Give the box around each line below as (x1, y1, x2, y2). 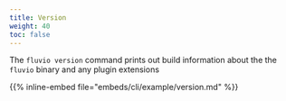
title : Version (9, 13, 67, 23)
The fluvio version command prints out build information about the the (9, 55, 278, 66)
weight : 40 (9, 22, 51, 31)
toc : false (9, 30, 51, 39)
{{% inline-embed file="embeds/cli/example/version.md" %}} (9, 82, 239, 93)
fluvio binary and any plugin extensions (9, 64, 160, 75)
